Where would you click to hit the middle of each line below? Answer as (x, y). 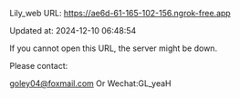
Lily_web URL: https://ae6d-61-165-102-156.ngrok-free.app (120, 13)
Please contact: (39, 66)
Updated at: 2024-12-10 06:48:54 (73, 30)
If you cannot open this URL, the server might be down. (113, 48)
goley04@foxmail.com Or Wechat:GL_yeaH (90, 83)
